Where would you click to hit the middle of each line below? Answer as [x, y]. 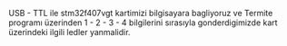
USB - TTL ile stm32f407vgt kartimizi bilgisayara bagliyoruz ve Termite [141, 13]
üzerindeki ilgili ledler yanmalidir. [69, 32]
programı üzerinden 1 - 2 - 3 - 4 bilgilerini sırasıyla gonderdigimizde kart [143, 23]
